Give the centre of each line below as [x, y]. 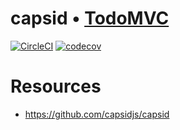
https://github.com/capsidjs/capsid [97, 114]
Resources [56, 86]
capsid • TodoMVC [90, 18]
